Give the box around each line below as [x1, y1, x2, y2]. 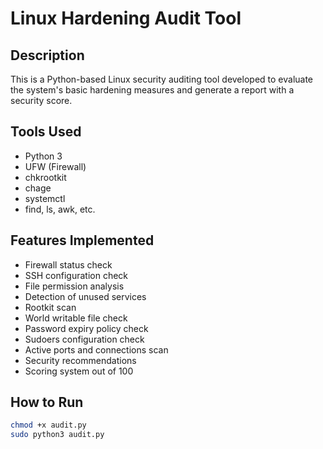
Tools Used [10, 123, 82, 141]
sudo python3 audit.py [10, 430, 105, 440]
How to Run [10, 394, 84, 411]
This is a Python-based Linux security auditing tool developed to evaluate [10, 73, 314, 85]
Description [10, 47, 85, 64]
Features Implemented [10, 232, 155, 249]
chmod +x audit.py [10, 420, 87, 431]
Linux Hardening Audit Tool [10, 7, 242, 30]
